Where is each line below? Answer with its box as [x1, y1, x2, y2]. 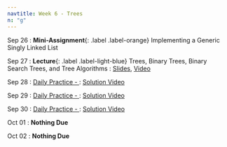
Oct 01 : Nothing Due [7, 118, 69, 126]
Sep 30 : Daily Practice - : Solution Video [7, 105, 125, 113]
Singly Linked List [7, 43, 58, 52]
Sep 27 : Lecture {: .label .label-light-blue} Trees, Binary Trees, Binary [7, 56, 207, 65]
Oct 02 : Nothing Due [7, 132, 70, 140]
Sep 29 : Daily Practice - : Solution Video [7, 91, 125, 100]
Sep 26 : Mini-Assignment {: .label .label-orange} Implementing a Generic [7, 36, 221, 44]
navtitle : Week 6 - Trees [7, 10, 83, 17]
